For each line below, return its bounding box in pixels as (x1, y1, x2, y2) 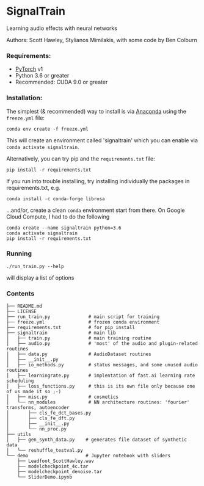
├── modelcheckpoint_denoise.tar (17, 469, 103, 475)
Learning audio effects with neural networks (6, 24, 118, 32)
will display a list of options (6, 274, 75, 281)
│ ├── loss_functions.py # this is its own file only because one (6, 383, 195, 390)
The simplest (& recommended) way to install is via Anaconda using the (6, 107, 186, 115)
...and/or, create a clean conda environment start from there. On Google (6, 206, 185, 214)
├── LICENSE (6, 308, 37, 315)
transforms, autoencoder (6, 405, 70, 411)
